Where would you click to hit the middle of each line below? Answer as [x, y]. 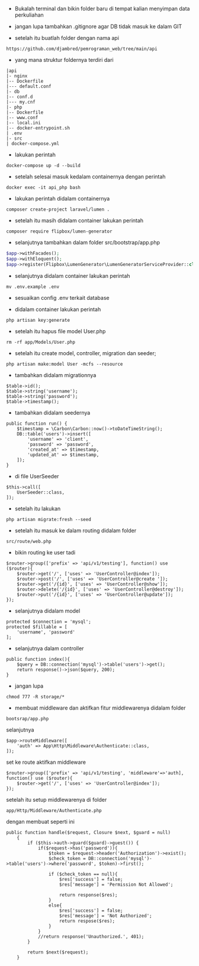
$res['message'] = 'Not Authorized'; [105, 915]
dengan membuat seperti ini [41, 821]
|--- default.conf [29, 86]
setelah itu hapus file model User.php [60, 331]
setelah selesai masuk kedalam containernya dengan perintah [90, 177]
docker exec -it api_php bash [44, 187]
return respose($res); [87, 921]
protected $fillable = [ [37, 627]
